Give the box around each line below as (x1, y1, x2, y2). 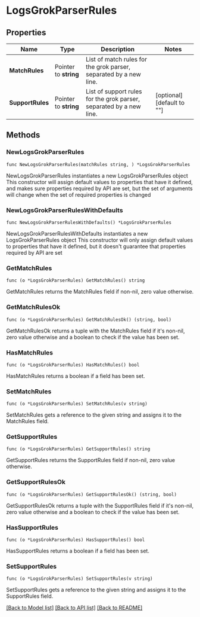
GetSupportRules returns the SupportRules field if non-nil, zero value (6, 457, 176, 464)
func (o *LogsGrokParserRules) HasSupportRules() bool (6, 537, 145, 543)
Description (101, 45, 135, 53)
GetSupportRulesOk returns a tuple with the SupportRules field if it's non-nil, (6, 502, 194, 509)
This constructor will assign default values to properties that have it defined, (6, 178, 193, 185)
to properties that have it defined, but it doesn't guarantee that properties (6, 243, 186, 250)
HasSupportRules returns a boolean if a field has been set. (6, 548, 150, 555)
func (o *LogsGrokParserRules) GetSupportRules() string (6, 446, 151, 452)
